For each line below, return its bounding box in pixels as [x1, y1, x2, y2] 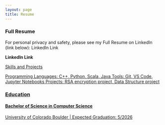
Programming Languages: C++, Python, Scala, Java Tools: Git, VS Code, [5, 73, 153, 79]
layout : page [5, 7, 32, 12]
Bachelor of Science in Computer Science [5, 103, 93, 109]
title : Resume [5, 12, 35, 17]
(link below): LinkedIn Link [5, 44, 58, 50]
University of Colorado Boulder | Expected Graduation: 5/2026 [5, 114, 133, 120]
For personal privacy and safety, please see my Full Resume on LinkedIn [5, 39, 153, 45]
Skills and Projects [5, 64, 43, 70]
